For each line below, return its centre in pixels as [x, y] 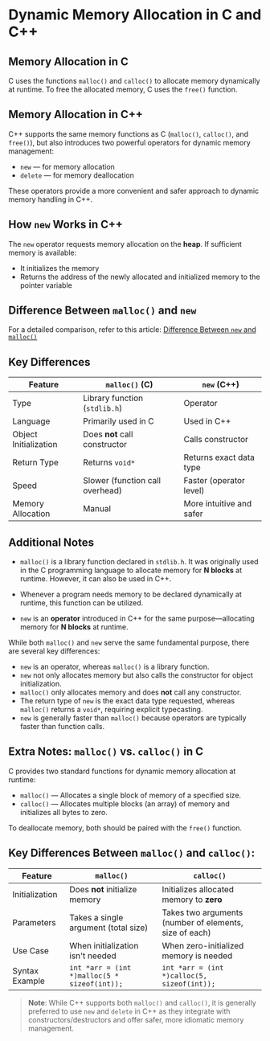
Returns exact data [219, 457]
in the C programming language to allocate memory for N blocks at [131, 570]
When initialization [104, 945]
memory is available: [43, 252]
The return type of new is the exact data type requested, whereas [127, 701]
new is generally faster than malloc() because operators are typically [133, 718]
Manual [97, 509]
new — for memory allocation [67, 166]
